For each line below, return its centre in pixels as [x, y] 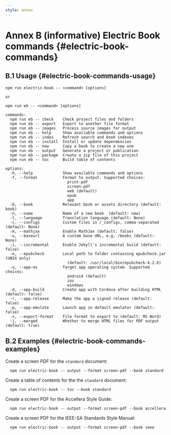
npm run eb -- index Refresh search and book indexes [72, 137]
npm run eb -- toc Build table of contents [63, 159]
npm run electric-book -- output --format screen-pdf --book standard [87, 371]
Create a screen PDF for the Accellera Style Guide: [59, 399]
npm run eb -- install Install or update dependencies [71, 141]
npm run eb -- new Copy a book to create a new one [72, 146]
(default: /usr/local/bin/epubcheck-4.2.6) [114, 263]
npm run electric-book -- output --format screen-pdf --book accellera [88, 409]
